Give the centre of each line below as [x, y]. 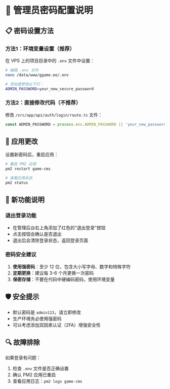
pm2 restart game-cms [28, 169]
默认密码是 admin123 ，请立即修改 [47, 312]
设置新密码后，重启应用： [32, 155]
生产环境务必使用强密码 [37, 319]
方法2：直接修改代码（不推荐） [43, 103]
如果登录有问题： [23, 358]
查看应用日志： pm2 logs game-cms [47, 381]
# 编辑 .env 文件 [22, 70]
